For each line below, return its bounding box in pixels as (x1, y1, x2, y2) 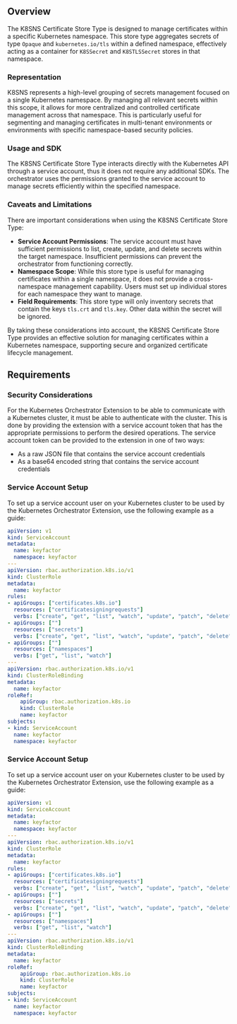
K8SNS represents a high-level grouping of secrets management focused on (7, 88, 230, 97)
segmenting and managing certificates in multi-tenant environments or (7, 118, 213, 127)
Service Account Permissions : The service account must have (17, 237, 202, 245)
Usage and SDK (7, 144, 62, 153)
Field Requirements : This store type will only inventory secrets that (17, 297, 214, 306)
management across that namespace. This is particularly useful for (7, 111, 202, 120)
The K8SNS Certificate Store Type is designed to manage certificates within (7, 24, 228, 33)
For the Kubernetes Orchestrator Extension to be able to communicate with (7, 406, 226, 414)
